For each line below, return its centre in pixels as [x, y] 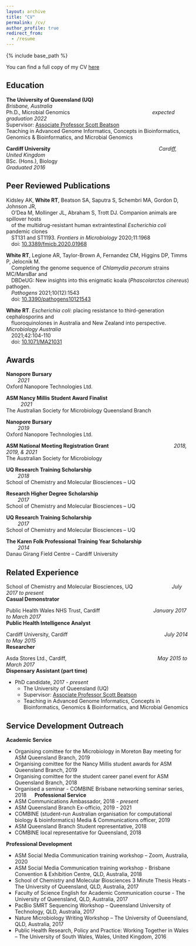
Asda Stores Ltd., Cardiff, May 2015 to [97, 658]
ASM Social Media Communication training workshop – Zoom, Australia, [102, 855]
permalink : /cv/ [26, 22]
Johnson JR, [21, 206]
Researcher [21, 647]
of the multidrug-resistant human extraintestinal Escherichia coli [89, 225]
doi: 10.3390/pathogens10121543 [51, 299]
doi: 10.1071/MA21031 [37, 341]
